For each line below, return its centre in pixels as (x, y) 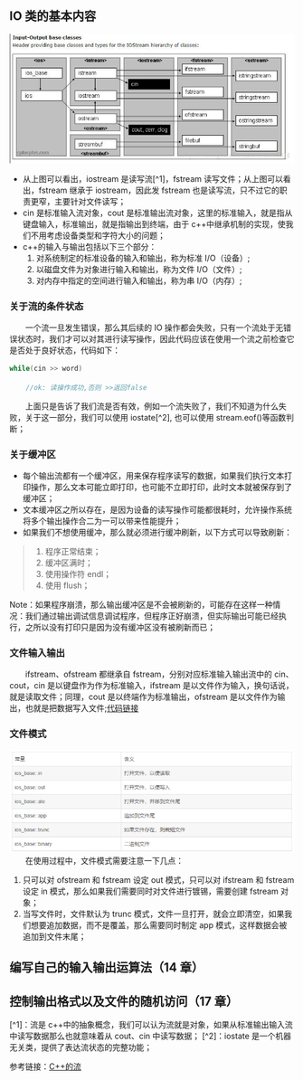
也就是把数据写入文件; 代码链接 (82, 708)
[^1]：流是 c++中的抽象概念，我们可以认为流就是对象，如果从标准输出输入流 (151, 1025)
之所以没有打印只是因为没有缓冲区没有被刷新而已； (120, 628)
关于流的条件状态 (47, 306)
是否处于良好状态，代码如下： (65, 350)
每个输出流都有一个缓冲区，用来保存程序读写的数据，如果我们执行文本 (153, 476)
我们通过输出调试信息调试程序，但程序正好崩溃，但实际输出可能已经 (151, 616)
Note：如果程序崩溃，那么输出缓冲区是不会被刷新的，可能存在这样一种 (141, 605)
